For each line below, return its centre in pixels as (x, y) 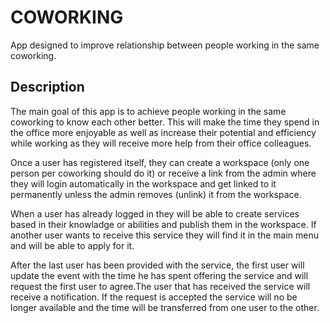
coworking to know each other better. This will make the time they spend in (165, 122)
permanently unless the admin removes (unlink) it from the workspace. (156, 194)
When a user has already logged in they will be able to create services (155, 213)
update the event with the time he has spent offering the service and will (159, 275)
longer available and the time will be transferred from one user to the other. (165, 307)
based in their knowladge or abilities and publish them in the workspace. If (163, 224)
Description (47, 87)
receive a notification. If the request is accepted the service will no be (154, 297)
